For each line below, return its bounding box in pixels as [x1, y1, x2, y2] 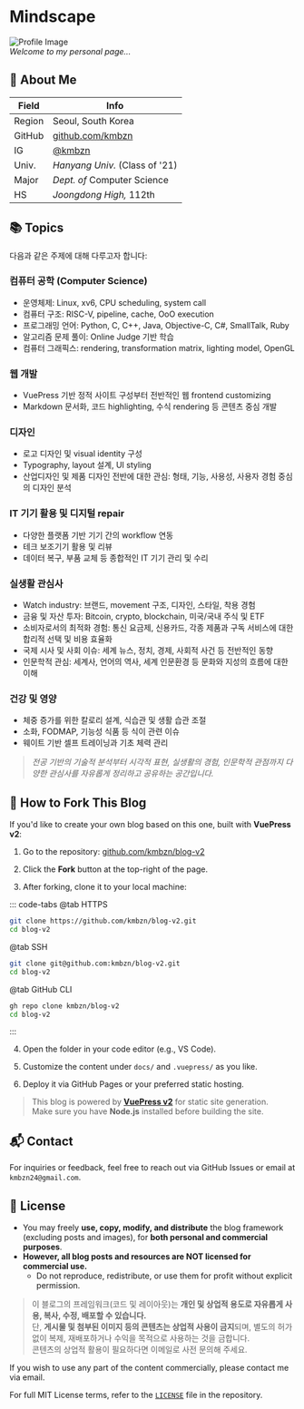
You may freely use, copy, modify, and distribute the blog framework [22, 1222, 284, 1233]
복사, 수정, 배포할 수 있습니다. [44, 1310, 147, 1321]
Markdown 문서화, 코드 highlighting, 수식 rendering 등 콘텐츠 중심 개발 [22, 401, 278, 412]
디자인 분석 [32, 483, 72, 494]
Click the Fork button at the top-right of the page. [22, 864, 209, 875]
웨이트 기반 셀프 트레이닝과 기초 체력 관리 [22, 738, 169, 749]
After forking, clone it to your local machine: [22, 882, 188, 893]
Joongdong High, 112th [53, 188, 156, 201]
